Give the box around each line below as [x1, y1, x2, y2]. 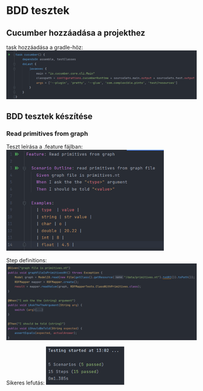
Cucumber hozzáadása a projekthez [6, 28, 146, 38]
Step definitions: [6, 257, 47, 264]
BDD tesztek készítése [6, 111, 93, 121]
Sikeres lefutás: [6, 379, 45, 386]
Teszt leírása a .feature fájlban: [6, 143, 83, 150]
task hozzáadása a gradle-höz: [6, 44, 83, 51]
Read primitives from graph [6, 129, 89, 138]
